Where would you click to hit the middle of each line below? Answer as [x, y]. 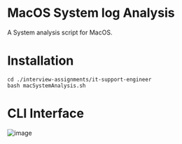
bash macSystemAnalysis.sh [47, 86]
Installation [41, 61]
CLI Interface [45, 113]
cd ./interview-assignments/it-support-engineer [79, 79]
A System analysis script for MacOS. [60, 32]
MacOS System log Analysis [91, 13]
